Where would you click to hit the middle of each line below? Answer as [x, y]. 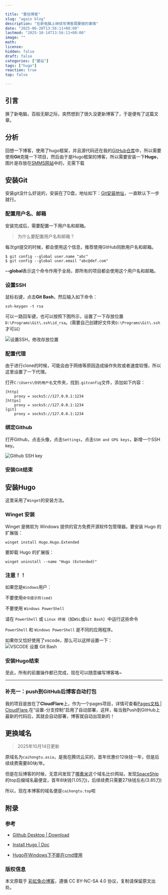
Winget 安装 [20, 514]
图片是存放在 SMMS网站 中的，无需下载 [45, 163]
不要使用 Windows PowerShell [35, 608]
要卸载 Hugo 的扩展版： [29, 552]
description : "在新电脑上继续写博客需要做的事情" [52, 24]
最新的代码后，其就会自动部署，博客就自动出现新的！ [60, 716]
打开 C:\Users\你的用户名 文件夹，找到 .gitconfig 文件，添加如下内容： [75, 383]
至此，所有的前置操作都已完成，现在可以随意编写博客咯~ [64, 673]
